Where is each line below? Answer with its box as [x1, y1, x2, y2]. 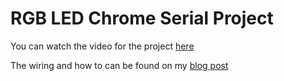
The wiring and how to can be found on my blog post [10, 59, 229, 71]
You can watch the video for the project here [10, 40, 195, 52]
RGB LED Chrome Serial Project [10, 7, 274, 30]
